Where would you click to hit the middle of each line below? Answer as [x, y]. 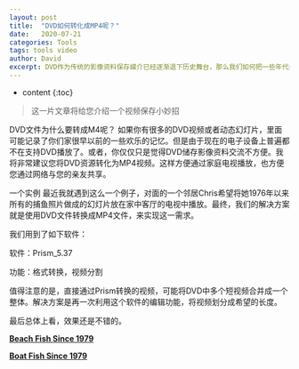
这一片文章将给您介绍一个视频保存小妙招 [105, 110]
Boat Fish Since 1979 [48, 356]
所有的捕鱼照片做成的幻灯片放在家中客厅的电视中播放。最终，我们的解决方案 [149, 204]
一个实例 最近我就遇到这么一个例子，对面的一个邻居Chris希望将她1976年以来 [149, 193]
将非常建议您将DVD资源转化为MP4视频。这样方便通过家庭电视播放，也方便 [147, 163]
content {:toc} [48, 92]
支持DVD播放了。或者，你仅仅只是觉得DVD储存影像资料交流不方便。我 [154, 151]
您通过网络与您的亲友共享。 [60, 173]
